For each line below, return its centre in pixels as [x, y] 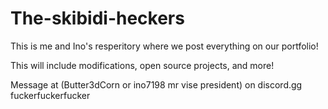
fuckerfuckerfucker [50, 95]
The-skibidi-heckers [97, 18]
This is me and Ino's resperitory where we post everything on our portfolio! [164, 46]
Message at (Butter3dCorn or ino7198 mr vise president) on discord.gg [156, 84]
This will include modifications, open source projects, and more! [142, 65]
